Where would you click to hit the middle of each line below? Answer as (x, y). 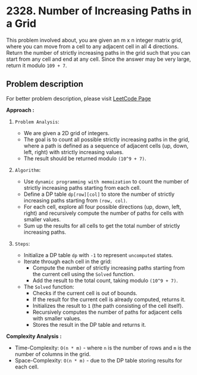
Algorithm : (28, 170)
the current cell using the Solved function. (84, 274)
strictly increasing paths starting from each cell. (82, 187)
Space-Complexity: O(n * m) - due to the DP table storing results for (98, 360)
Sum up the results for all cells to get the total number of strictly (102, 226)
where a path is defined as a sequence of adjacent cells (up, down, (106, 146)
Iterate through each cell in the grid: (68, 261)
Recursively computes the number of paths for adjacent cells (107, 312)
